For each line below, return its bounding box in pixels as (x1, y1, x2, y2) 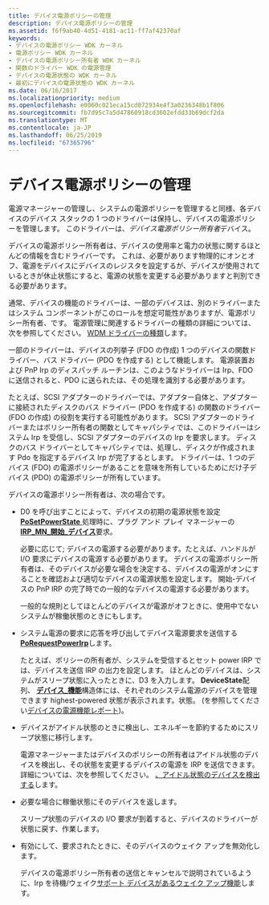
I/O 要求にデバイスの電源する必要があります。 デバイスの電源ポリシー (19, 554, 251, 564)
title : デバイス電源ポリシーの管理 (8, 11, 112, 20)
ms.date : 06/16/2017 (8, 86, 78, 95)
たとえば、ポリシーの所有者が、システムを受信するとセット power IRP (19, 655, 253, 665)
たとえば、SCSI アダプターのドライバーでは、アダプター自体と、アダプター (8, 393, 259, 402)
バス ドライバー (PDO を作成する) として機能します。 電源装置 (43, 355, 249, 365)
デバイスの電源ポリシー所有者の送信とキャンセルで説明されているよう (19, 868, 252, 878)
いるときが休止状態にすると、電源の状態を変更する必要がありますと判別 (8, 271, 247, 281)
